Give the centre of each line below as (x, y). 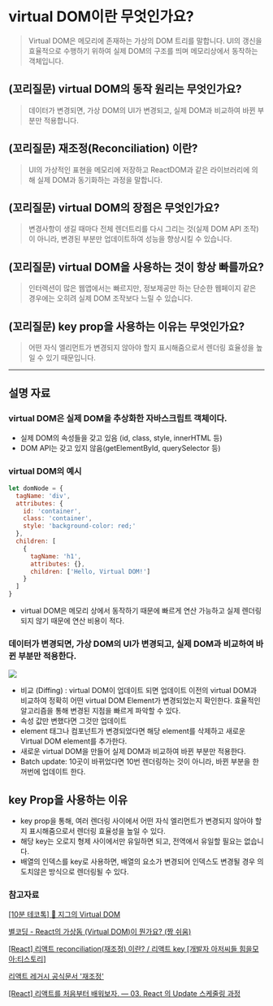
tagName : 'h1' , (56, 556)
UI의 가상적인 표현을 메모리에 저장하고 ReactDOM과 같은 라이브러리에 (139, 169)
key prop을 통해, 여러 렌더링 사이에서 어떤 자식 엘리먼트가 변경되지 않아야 (136, 821)
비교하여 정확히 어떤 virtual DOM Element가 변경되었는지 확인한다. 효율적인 (141, 700)
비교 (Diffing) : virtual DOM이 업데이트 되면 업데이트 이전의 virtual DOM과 (139, 691)
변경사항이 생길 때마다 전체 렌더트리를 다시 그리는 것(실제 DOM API (135, 229)
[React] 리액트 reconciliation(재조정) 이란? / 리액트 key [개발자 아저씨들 (123, 948)
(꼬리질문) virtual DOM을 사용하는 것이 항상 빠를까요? (136, 267)
